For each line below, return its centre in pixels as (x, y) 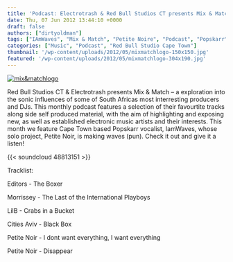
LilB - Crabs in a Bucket (41, 210)
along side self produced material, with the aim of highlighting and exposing (115, 114)
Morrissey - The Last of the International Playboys (79, 197)
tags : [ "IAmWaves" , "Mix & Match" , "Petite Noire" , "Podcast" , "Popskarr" (118, 40)
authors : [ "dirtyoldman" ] (44, 33)
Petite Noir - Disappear (40, 251)
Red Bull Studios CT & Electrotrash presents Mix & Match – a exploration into (116, 91)
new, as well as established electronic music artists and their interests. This (114, 121)
